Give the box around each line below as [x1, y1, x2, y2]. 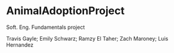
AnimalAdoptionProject [6, 4, 125, 18]
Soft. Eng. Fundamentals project [6, 24, 85, 31]
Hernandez [6, 41, 34, 48]
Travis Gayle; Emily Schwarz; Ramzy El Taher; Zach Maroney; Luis [6, 35, 169, 42]
